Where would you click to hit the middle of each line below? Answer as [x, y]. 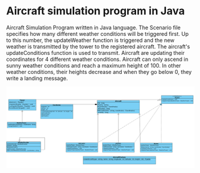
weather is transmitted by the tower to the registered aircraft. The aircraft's [98, 47]
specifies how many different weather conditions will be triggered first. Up [98, 33]
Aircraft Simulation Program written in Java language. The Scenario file [93, 27]
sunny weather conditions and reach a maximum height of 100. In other [94, 65]
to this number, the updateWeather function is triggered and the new [90, 40]
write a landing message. [37, 78]
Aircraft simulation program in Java [96, 11]
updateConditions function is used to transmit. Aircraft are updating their [96, 52]
